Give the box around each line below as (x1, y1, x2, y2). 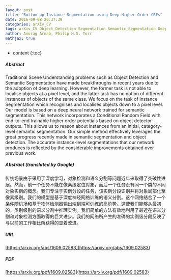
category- (141, 123, 162, 129)
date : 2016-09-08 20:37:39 (5, 17, 63, 22)
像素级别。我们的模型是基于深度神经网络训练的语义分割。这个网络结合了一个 (5, 194, 166, 200)
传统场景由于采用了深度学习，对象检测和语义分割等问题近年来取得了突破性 (5, 175, 161, 181)
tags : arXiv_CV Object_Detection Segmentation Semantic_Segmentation (5, 26, 156, 32)
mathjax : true (5, 36, 36, 41)
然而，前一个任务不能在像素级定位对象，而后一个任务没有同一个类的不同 (14, 181, 166, 187)
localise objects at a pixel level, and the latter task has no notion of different (5, 90, 164, 97)
